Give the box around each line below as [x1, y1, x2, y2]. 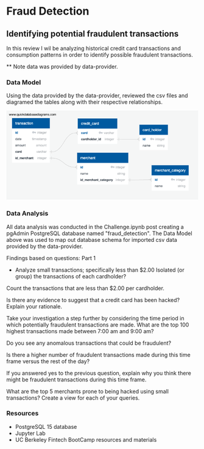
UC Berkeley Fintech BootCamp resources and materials [15, 436, 157, 443]
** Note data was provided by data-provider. [6, 63, 118, 70]
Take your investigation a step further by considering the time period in [6, 314, 185, 322]
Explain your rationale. [6, 303, 63, 310]
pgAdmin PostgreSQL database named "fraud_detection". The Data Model [6, 230, 193, 237]
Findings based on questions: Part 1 [6, 254, 96, 261]
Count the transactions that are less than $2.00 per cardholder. [6, 285, 164, 292]
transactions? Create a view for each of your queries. [6, 394, 140, 401]
